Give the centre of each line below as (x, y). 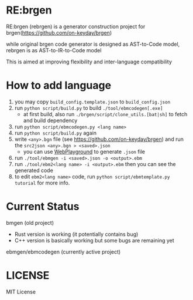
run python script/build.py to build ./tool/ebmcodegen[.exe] (89, 108)
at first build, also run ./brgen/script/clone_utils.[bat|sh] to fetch (105, 114)
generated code (34, 170)
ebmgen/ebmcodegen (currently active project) (63, 252)
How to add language (59, 85)
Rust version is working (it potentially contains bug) (76, 234)
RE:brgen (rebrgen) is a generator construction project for (76, 26)
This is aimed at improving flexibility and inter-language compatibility (89, 62)
